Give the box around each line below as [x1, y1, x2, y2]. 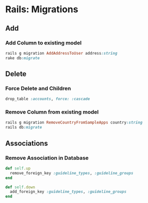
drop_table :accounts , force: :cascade [5, 96, 90, 102]
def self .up [5, 166, 31, 171]
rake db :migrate [5, 55, 40, 61]
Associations [5, 139, 48, 147]
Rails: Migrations [5, 4, 79, 15]
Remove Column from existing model [5, 109, 99, 116]
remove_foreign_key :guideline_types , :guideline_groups [10, 170, 134, 175]
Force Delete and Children [5, 85, 71, 92]
